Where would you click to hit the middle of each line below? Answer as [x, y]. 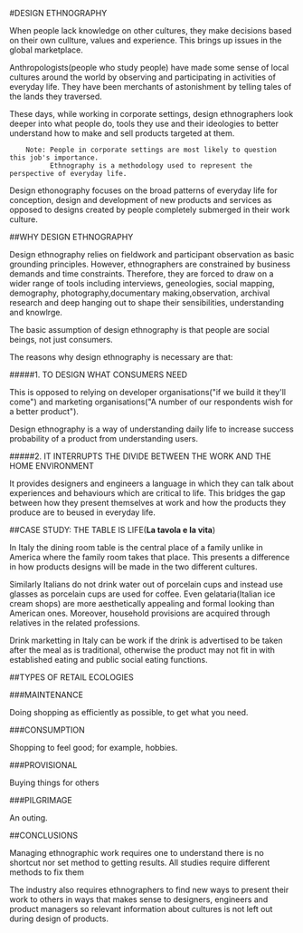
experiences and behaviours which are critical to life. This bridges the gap [147, 493]
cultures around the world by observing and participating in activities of [142, 77]
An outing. [28, 818]
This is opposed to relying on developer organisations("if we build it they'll [148, 392]
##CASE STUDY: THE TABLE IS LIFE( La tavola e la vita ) [113, 530]
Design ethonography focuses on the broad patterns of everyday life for [143, 190]
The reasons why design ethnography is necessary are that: [121, 357]
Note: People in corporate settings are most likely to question [151, 150]
